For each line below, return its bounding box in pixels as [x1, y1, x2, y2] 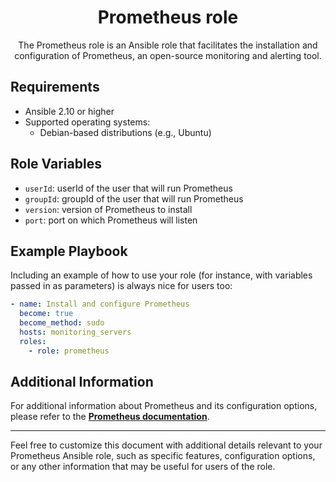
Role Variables [10, 156, 102, 173]
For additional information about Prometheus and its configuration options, [10, 400, 318, 412]
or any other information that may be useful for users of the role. [10, 461, 276, 473]
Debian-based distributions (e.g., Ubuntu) [39, 126, 212, 138]
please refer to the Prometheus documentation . [10, 411, 210, 423]
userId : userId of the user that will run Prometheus [24, 182, 233, 194]
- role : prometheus [28, 346, 110, 356]
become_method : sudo [19, 318, 105, 328]
